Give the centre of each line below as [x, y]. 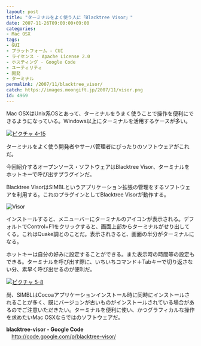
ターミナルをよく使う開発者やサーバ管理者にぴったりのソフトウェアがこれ [98, 146]
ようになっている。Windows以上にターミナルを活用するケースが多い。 [104, 121]
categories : [21, 29]
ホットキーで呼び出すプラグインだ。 [51, 174]
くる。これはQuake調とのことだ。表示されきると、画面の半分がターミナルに [100, 234]
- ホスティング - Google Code [41, 62]
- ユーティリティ [25, 68]
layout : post [22, 12]
